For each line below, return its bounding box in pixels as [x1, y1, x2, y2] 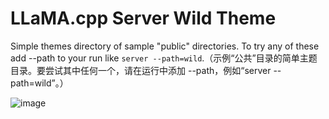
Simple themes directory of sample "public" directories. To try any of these [10, 40, 320, 52]
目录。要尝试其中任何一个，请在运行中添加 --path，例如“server [10, 64, 272, 76]
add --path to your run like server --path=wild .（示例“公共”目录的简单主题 [10, 52, 318, 64]
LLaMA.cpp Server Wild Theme [10, 7, 277, 30]
